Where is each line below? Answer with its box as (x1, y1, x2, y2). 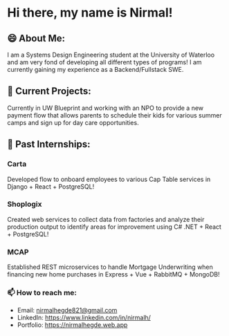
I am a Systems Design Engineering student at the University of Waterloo (7, 50, 215, 59)
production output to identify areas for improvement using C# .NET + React (7, 223, 221, 231)
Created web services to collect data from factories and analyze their (7, 215, 205, 223)
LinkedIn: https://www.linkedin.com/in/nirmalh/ (17, 313, 151, 322)
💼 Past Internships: (7, 138, 91, 150)
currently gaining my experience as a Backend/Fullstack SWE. (7, 66, 184, 73)
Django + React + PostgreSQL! (7, 182, 95, 191)
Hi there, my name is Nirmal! (7, 5, 173, 21)
